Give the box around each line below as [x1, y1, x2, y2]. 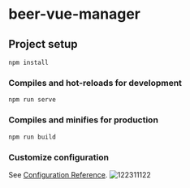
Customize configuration [8, 152, 110, 163]
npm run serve [8, 96, 57, 104]
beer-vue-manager [8, 5, 140, 23]
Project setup [8, 37, 79, 51]
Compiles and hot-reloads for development [8, 77, 183, 88]
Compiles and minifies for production [8, 114, 158, 126]
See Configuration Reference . [8, 169, 108, 179]
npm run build [8, 133, 57, 141]
